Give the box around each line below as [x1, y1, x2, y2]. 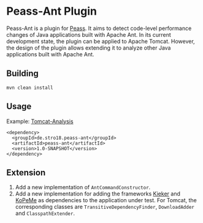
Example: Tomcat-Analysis [6, 118, 74, 125]
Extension [6, 167, 46, 178]
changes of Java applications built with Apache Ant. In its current [6, 31, 172, 38]
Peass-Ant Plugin [6, 4, 97, 18]
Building [6, 69, 39, 79]
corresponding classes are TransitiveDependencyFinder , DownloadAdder [15, 203, 194, 211]
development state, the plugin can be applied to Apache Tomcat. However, [6, 37, 195, 45]
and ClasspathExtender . [15, 210, 75, 217]
